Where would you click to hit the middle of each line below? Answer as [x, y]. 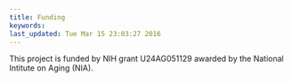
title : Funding [37, 17]
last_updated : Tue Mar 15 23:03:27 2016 [85, 34]
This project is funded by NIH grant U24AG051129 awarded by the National [146, 59]
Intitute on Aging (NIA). [51, 68]
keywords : [28, 26]
